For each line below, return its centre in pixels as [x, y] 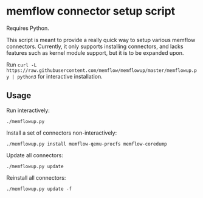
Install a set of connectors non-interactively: [62, 133]
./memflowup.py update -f [39, 189]
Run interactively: [28, 110]
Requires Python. [28, 28]
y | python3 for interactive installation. [54, 76]
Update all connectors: [35, 155]
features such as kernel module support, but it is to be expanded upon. [95, 52]
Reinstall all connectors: [36, 177]
